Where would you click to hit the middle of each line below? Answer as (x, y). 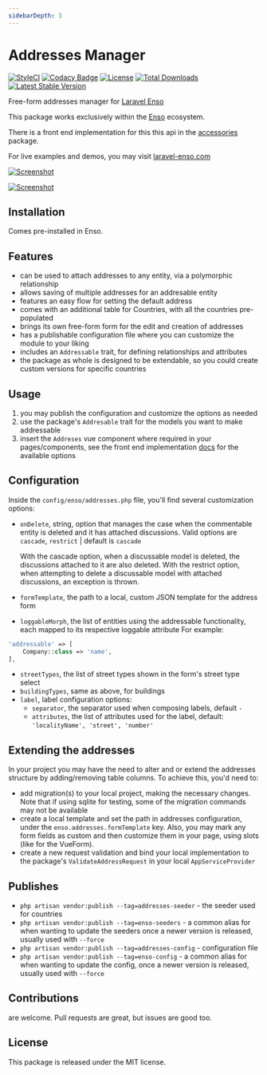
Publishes (33, 886)
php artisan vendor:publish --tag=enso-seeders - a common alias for (135, 923)
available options (47, 455)
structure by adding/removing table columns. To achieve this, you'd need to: (133, 778)
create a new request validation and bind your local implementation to (134, 853)
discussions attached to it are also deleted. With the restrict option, (130, 564)
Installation (37, 212)
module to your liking (54, 343)
